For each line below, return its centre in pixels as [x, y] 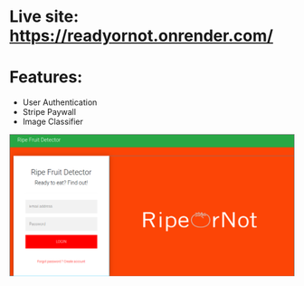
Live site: [44, 17]
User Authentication [60, 102]
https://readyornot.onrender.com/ [142, 36]
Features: [46, 77]
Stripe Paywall [49, 112]
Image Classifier [53, 122]
